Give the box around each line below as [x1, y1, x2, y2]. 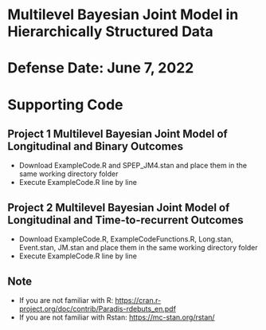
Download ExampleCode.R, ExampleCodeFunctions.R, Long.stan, [18, 234, 234, 244]
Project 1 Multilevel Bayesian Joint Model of [7, 127, 228, 140]
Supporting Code [7, 96, 123, 113]
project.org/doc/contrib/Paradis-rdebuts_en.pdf [18, 304, 177, 313]
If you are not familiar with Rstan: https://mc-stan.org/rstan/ [18, 312, 216, 322]
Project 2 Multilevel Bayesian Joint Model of [7, 201, 230, 214]
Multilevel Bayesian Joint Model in [7, 6, 239, 24]
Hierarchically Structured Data [7, 22, 214, 41]
